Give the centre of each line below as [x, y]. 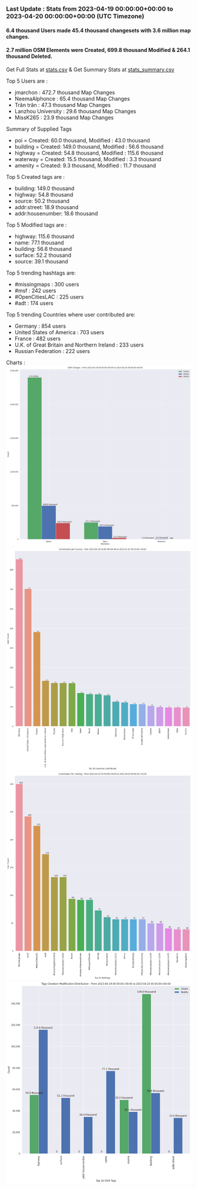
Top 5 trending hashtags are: [41, 273]
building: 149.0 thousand [44, 188]
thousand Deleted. [29, 56]
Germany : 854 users [40, 326]
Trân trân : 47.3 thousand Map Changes [63, 105]
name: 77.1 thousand [39, 242]
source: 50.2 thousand [42, 201]
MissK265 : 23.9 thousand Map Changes [64, 118]
